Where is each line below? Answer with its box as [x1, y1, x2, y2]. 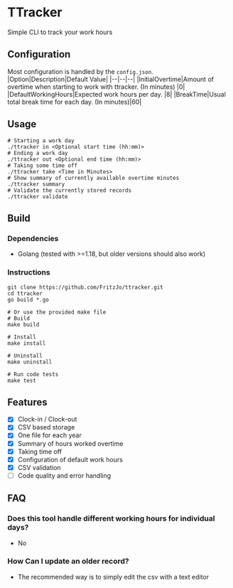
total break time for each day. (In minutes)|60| [7, 97, 142, 106]
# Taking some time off [7, 161, 78, 169]
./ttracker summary [7, 181, 65, 188]
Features [7, 396, 48, 408]
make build [7, 321, 40, 328]
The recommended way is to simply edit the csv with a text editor [17, 572, 210, 581]
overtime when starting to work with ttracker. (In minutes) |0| [7, 82, 185, 91]
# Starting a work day [7, 137, 75, 144]
